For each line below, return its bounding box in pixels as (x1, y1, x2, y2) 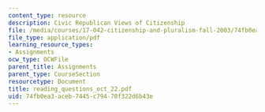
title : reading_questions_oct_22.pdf (8, 84, 132, 93)
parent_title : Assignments (8, 63, 97, 71)
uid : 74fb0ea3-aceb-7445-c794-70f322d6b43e (8, 92, 154, 100)
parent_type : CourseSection (8, 70, 101, 78)
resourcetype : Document (8, 77, 87, 85)
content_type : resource (8, 11, 87, 20)
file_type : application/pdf (8, 33, 101, 42)
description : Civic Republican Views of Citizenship (8, 19, 185, 27)
